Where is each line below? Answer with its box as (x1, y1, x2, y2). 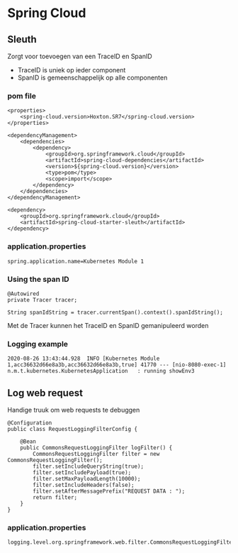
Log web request (7, 387, 84, 399)
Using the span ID (7, 274, 69, 284)
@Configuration (7, 420, 52, 427)
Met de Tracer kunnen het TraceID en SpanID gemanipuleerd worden (7, 321, 209, 329)
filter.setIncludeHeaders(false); (33, 481, 135, 488)
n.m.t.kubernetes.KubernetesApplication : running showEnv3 (7, 368, 195, 375)
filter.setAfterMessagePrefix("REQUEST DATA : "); (33, 488, 186, 495)
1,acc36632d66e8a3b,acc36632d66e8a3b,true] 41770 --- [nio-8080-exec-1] (7, 361, 227, 368)
